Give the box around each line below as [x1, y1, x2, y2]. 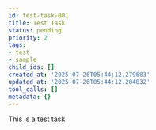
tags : [8, 41, 26, 49]
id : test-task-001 [8, 11, 69, 20]
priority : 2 [8, 33, 48, 42]
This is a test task [8, 114, 66, 124]
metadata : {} [8, 93, 51, 101]
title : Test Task [8, 19, 66, 27]
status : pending [8, 26, 62, 34]
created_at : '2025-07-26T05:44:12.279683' [8, 71, 150, 78]
